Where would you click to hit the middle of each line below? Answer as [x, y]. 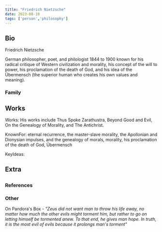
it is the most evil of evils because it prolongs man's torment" [66, 224]
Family [13, 93]
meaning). [15, 80]
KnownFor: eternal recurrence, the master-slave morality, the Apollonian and [81, 134]
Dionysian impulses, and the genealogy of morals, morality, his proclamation [81, 139]
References [19, 185]
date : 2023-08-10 [22, 14]
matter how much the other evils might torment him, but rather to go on [76, 214]
